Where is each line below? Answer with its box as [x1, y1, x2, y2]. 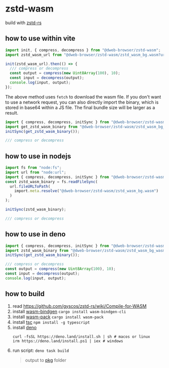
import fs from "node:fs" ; [5, 165, 62, 170]
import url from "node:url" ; [5, 169, 66, 175]
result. [5, 110, 19, 116]
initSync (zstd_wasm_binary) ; [5, 207, 66, 212]
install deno [12, 324, 37, 330]
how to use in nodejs [5, 152, 71, 160]
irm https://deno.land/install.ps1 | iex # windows [12, 338, 123, 343]
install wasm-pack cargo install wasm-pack [12, 314, 104, 320]
